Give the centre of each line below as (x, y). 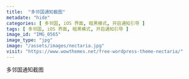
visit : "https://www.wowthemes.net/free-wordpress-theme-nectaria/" (95, 52)
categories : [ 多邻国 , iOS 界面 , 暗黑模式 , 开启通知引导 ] (76, 23)
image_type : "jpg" (29, 40)
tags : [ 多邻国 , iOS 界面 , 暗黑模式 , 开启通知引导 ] (67, 29)
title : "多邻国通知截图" (36, 12)
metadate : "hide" (28, 18)
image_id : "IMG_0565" (34, 35)
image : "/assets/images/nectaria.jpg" (55, 46)
